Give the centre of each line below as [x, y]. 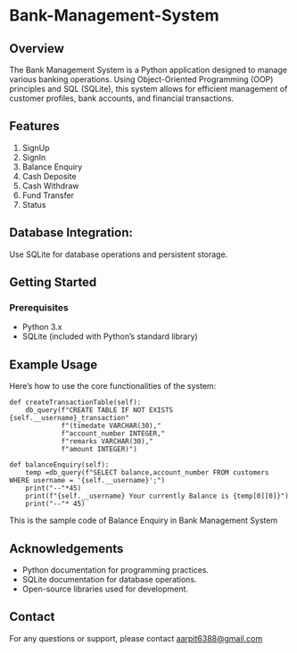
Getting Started [53, 282]
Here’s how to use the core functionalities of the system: [113, 386]
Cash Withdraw [50, 186]
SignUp [36, 147]
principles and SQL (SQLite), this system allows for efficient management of [148, 89]
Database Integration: [71, 233]
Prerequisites [39, 307]
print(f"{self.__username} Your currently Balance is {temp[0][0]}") [157, 496]
